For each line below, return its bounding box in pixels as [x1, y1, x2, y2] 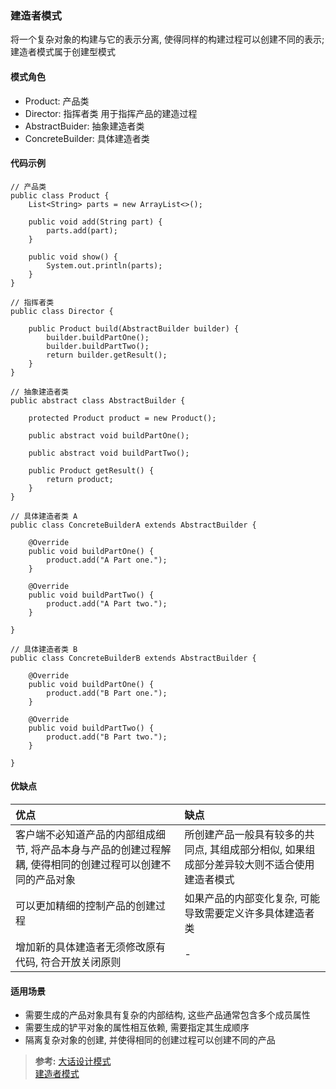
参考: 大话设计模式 [34, 1055, 112, 1067]
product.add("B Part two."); [46, 732, 168, 742]
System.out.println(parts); [46, 260, 163, 271]
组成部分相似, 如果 [219, 842, 306, 856]
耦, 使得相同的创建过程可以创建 [15, 857, 162, 871]
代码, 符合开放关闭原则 [15, 955, 122, 969]
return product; [46, 474, 114, 484]
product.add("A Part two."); [46, 598, 168, 609]
